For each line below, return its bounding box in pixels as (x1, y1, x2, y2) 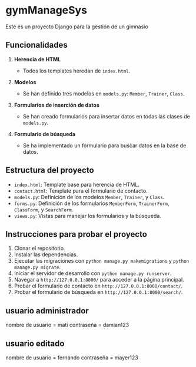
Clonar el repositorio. (14, 245, 65, 252)
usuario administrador (5, 306, 89, 316)
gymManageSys (5, 4, 88, 17)
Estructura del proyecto (5, 166, 95, 176)
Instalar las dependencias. (14, 251, 78, 258)
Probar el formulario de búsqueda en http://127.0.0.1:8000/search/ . (14, 289, 183, 296)
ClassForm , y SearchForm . (14, 206, 74, 213)
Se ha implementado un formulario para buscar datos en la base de (22, 142, 187, 149)
